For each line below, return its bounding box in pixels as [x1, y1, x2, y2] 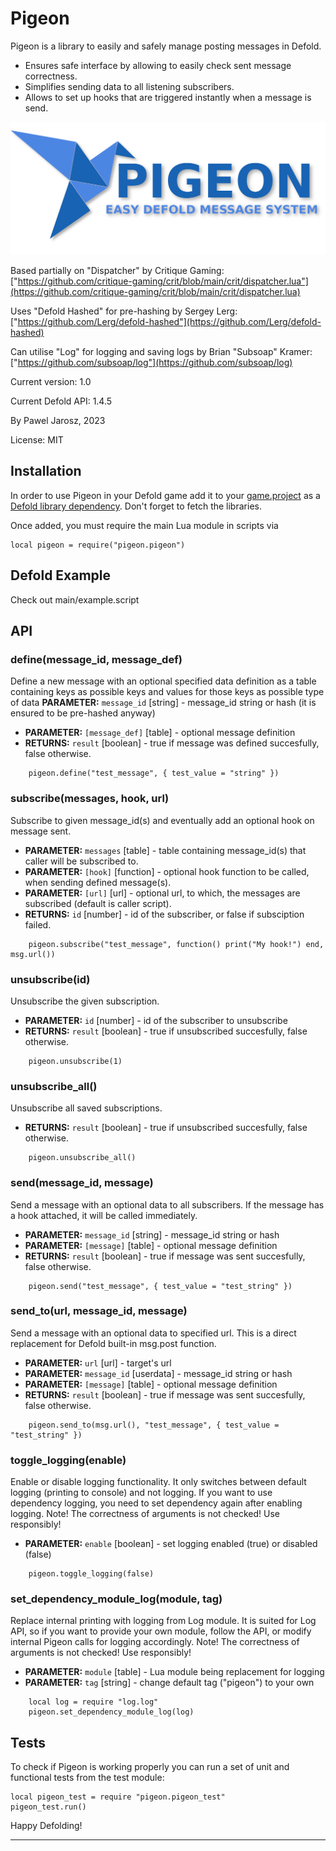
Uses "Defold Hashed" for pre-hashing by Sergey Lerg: [10, 305, 238, 317]
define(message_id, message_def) [10, 653, 183, 666]
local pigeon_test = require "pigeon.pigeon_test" [10, 1792, 226, 1802]
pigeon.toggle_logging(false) [28, 1569, 155, 1579]
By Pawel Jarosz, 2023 [10, 415, 106, 427]
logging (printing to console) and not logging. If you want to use [10, 1487, 273, 1499]
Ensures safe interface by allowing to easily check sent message [24, 59, 292, 71]
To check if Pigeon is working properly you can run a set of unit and [10, 1761, 290, 1773]
